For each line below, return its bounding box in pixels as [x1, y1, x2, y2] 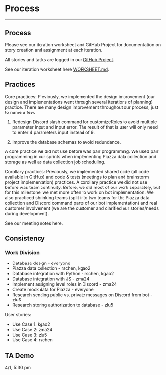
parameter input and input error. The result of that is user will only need [12, 124, 158, 130]
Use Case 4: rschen [12, 337, 53, 343]
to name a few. [5, 109, 36, 115]
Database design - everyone [12, 260, 71, 266]
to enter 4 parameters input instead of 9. [12, 129, 95, 135]
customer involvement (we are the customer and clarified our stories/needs [5, 205, 159, 211]
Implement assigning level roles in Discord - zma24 [12, 281, 117, 287]
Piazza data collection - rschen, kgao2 [12, 265, 91, 271]
